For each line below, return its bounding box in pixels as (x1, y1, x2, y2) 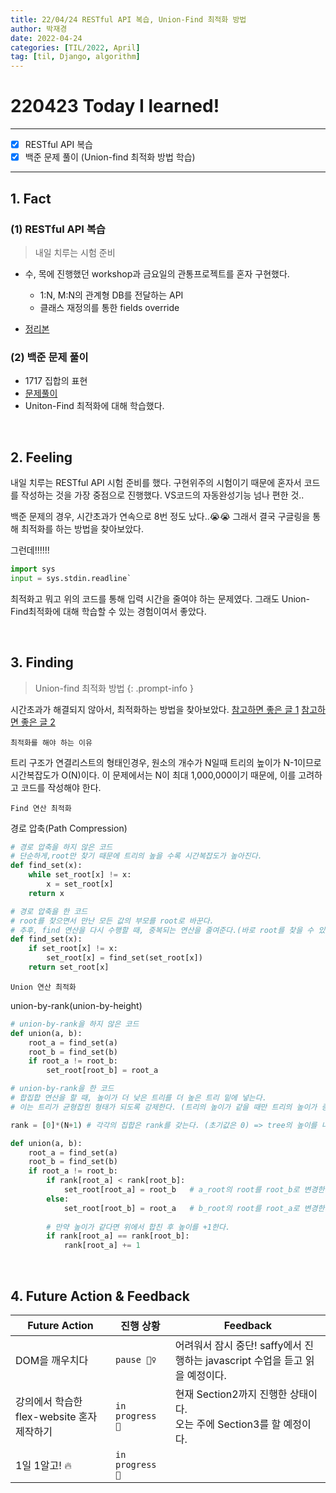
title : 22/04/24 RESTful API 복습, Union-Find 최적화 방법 (10, 14, 247, 25)
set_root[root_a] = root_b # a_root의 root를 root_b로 (63, 1185, 300, 1195)
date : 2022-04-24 (10, 33, 83, 43)
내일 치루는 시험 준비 (34, 246, 116, 258)
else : (46, 1194, 70, 1204)
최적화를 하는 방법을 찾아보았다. (20, 522, 144, 535)
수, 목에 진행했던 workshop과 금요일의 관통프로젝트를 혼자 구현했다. (24, 267, 290, 280)
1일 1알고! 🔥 (15, 1458, 72, 1472)
